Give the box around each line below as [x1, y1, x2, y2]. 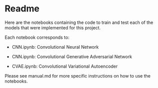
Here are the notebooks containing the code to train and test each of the [4, 19, 154, 25]
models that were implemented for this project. [4, 24, 101, 30]
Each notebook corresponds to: [4, 34, 70, 40]
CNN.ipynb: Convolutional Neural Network [11, 44, 99, 50]
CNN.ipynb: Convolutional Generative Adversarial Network [11, 53, 133, 60]
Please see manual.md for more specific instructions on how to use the [4, 73, 151, 79]
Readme [4, 3, 40, 14]
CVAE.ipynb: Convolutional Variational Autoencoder [11, 63, 118, 69]
